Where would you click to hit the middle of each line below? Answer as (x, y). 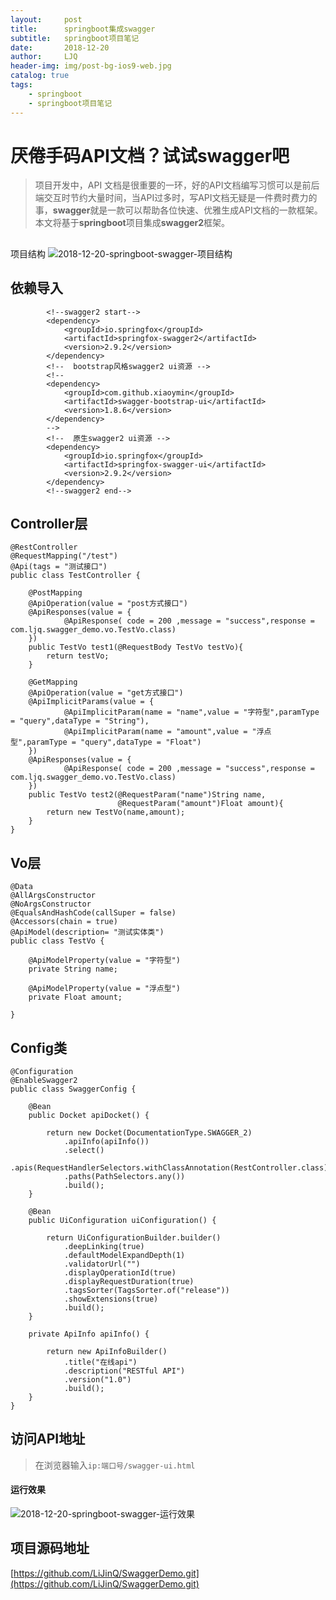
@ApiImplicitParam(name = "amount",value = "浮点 (167, 732)
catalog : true (40, 76)
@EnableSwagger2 (44, 1081)
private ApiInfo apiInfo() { (89, 1334)
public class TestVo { (57, 941)
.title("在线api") (100, 1362)
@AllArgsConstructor (53, 896)
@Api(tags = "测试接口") (59, 567)
